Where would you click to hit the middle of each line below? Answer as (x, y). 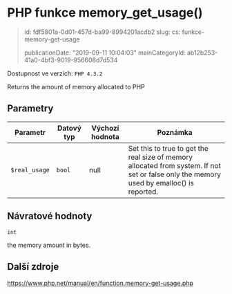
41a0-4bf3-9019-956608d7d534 (71, 59)
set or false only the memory (175, 174)
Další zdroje (33, 267)
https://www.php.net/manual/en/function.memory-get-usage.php (100, 283)
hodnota (105, 136)
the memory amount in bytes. (49, 245)
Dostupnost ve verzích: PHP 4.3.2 (55, 73)
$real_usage (30, 170)
